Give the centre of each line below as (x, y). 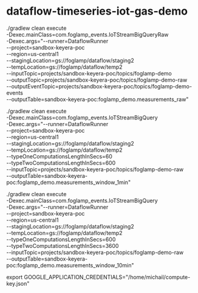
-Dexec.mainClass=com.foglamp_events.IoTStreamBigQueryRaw (87, 34)
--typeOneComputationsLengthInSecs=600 (61, 239)
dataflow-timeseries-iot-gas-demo (97, 11)
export (15, 277)
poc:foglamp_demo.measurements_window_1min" (69, 182)
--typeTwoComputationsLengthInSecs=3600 (63, 245)
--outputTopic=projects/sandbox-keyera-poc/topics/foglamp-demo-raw (97, 80)
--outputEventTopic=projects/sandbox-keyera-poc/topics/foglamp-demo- (99, 86)
